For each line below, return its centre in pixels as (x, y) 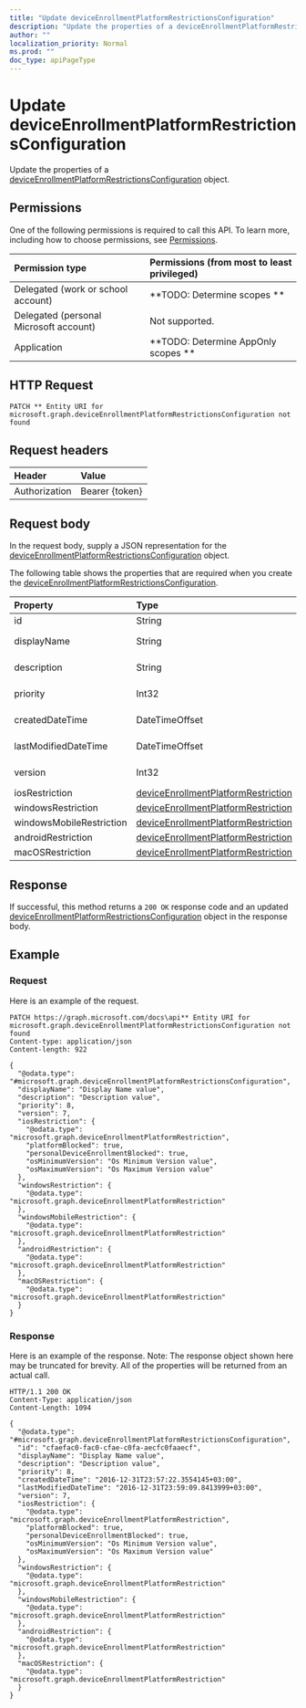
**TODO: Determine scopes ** (217, 295)
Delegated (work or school (71, 288)
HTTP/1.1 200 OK (40, 1392)
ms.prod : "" (32, 52)
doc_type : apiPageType (52, 60)
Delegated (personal (58, 315)
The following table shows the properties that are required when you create (151, 573)
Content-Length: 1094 (51, 1408)
